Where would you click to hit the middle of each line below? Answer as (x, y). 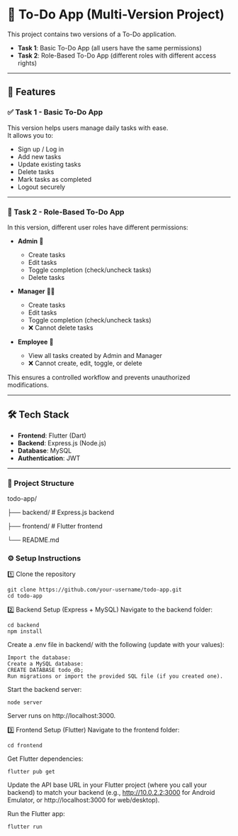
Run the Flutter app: (36, 814)
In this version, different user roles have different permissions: (98, 227)
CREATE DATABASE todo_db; (45, 671)
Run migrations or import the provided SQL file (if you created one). (115, 677)
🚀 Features (32, 92)
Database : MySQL (45, 450)
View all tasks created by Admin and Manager (95, 355)
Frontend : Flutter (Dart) (52, 435)
